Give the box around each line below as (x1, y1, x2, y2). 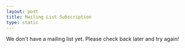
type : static (6, 19, 39, 25)
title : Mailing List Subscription (6, 14, 92, 20)
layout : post (6, 8, 39, 15)
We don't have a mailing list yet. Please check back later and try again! (6, 36, 180, 43)
